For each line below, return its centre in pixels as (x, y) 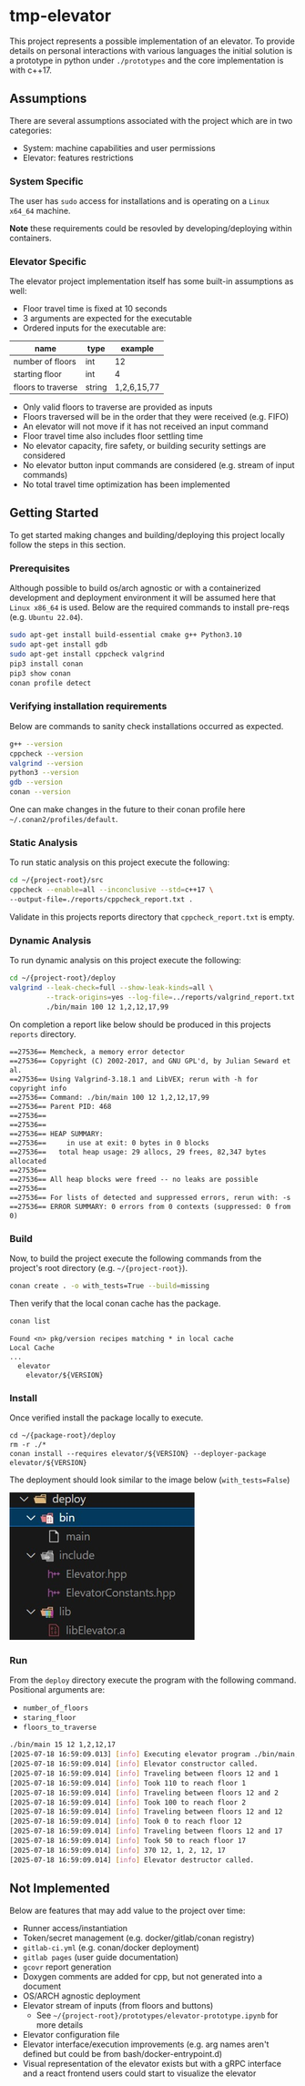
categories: (30, 130)
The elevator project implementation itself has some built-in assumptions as (152, 281)
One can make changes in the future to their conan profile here (127, 809)
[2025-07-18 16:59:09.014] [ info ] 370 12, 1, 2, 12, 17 (117, 1850)
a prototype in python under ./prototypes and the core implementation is (147, 60)
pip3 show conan (40, 673)
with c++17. (31, 70)
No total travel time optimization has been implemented (126, 484)
